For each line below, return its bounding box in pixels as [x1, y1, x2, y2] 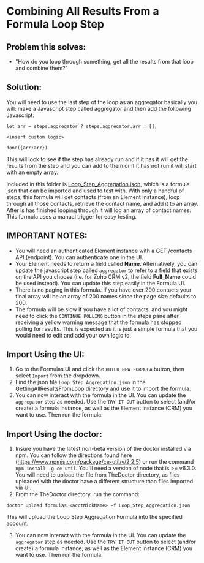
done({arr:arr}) [6, 145, 48, 151]
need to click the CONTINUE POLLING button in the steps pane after [15, 312, 179, 319]
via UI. [15, 484, 32, 491]
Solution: [6, 82, 42, 93]
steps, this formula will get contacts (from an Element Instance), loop [6, 193, 180, 200]
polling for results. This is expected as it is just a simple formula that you [15, 325, 198, 332]
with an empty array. [6, 168, 58, 176]
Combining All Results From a [6, 4, 159, 18]
